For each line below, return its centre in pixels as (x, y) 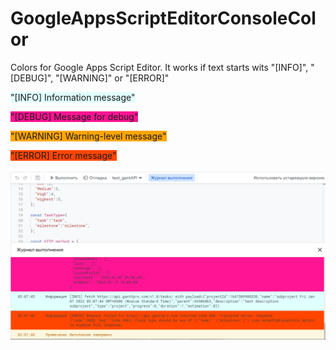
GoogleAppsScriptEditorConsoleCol (163, 18)
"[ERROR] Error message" (63, 155)
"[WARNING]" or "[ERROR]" (112, 78)
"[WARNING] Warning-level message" (88, 136)
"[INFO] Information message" (73, 97)
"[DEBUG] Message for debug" (74, 116)
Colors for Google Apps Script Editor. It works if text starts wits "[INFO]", (159, 67)
